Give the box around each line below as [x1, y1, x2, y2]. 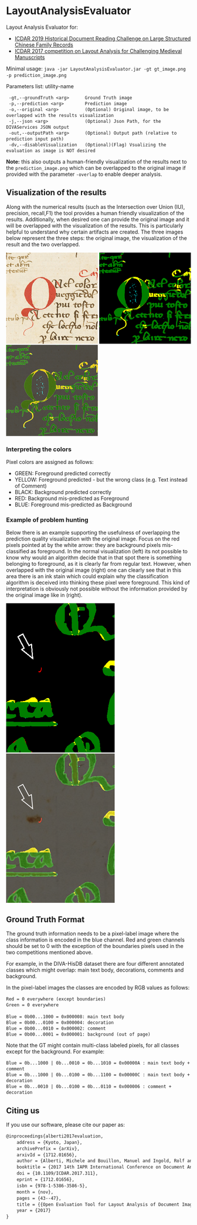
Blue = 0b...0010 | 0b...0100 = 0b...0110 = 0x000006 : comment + [6, 1084, 172, 1090]
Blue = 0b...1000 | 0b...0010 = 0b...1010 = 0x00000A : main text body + [6, 1060, 191, 1066]
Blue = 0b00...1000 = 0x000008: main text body [6, 1014, 125, 1020]
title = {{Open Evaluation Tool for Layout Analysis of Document [16, 1201, 180, 1207]
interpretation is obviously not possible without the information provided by [6, 585, 188, 592]
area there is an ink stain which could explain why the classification [6, 573, 169, 580]
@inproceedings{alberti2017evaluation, [6, 1133, 104, 1139]
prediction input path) [6, 136, 64, 142]
